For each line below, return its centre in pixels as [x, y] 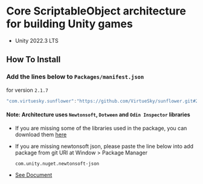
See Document [34, 175]
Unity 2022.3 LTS [37, 40]
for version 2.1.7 [27, 90]
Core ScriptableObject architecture [96, 11]
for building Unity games [69, 24]
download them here [41, 135]
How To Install [34, 59]
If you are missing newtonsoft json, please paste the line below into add [104, 146]
